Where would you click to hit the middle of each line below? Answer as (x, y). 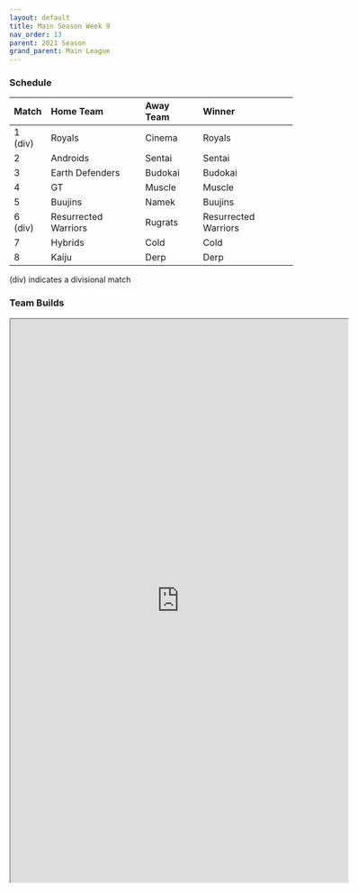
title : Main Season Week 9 (60, 26)
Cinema (161, 138)
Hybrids (67, 242)
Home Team (77, 112)
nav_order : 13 (36, 34)
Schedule (31, 83)
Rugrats (161, 223)
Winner (219, 112)
